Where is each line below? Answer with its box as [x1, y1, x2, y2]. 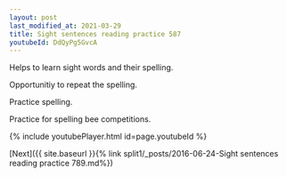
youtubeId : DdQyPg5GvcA [9, 37, 98, 47]
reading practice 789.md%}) [9, 157, 114, 169]
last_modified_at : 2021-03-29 [9, 21, 122, 30]
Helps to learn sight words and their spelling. [9, 62, 174, 73]
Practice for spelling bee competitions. [9, 114, 152, 125]
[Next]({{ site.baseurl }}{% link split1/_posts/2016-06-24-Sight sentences [9, 149, 279, 159]
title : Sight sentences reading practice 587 [9, 29, 181, 38]
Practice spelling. [9, 97, 73, 108]
